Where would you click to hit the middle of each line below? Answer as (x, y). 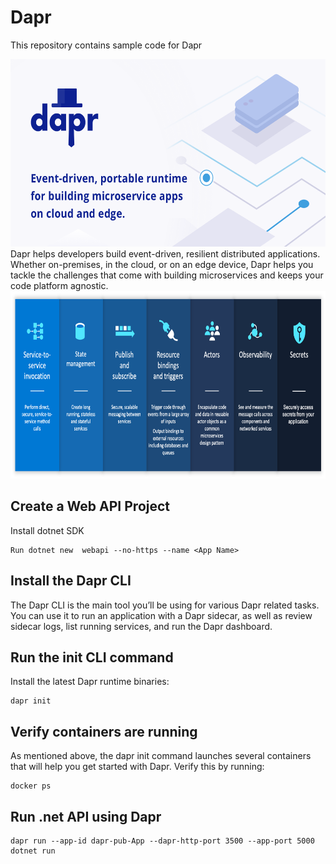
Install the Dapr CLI (71, 581)
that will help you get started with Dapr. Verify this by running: (137, 767)
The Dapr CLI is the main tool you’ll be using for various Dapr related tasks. (165, 605)
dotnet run (33, 851)
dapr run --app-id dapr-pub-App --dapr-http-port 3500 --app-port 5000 (162, 841)
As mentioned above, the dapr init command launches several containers (161, 756)
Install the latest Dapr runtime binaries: (90, 682)
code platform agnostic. (59, 285)
